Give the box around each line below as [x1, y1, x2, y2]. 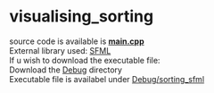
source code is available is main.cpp [9, 36, 144, 46]
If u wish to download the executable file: [9, 55, 160, 65]
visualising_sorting [9, 6, 154, 27]
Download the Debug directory [9, 64, 123, 75]
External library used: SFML [9, 45, 111, 55]
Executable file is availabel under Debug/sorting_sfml [9, 73, 205, 84]
